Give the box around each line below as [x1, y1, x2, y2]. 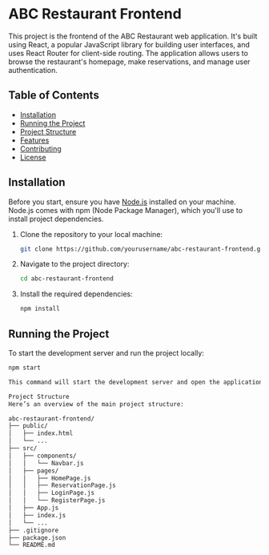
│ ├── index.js [8, 511, 66, 519]
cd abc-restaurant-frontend [19, 275, 114, 283]
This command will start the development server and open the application [8, 378, 263, 386]
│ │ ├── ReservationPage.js [8, 481, 116, 489]
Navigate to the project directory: [19, 259, 130, 269]
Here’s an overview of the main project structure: [8, 400, 184, 408]
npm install [19, 305, 60, 313]
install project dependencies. [8, 214, 104, 223]
